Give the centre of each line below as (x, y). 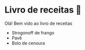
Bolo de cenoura (28, 43)
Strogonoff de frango (33, 33)
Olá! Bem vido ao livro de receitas (39, 23)
